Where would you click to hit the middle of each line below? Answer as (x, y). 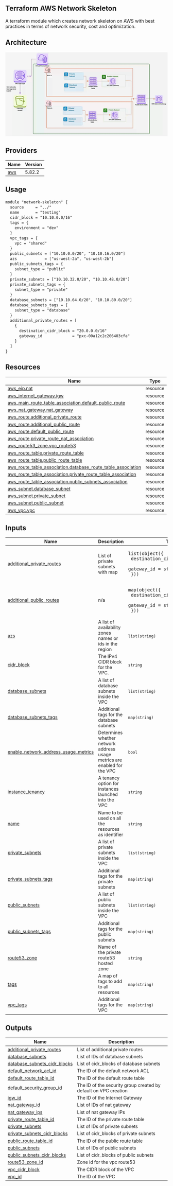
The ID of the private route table (111, 1119)
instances (108, 789)
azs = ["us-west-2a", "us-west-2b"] (62, 259)
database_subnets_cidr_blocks (40, 1064)
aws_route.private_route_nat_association (51, 439)
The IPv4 (108, 656)
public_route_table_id (30, 1141)
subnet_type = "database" (42, 310)
